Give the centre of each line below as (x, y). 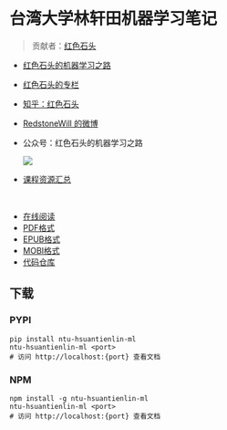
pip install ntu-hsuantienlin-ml (73, 339)
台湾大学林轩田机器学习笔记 (113, 19)
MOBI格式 (41, 250)
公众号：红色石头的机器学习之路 (83, 142)
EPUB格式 (41, 239)
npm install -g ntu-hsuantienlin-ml (79, 398)
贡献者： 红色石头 (64, 46)
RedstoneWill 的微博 (60, 123)
